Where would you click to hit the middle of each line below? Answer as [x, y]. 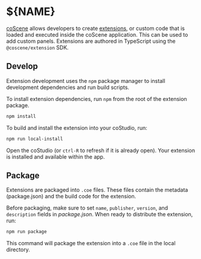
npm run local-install [35, 139]
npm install [21, 116]
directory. [18, 250]
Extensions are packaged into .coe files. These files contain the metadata [97, 190]
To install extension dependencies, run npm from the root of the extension [97, 99]
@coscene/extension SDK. [38, 47]
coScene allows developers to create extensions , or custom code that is [96, 28]
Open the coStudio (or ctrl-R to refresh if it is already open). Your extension [101, 150]
